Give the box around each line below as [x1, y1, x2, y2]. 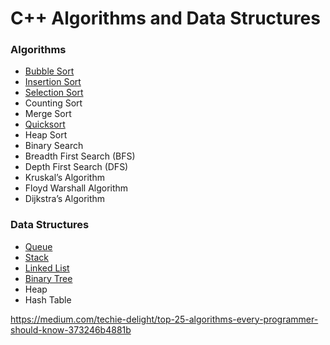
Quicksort [24, 118, 66, 131]
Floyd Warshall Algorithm [24, 182, 129, 194]
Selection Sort [24, 87, 84, 99]
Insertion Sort [24, 76, 82, 88]
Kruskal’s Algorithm [24, 172, 105, 184]
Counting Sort [24, 97, 83, 109]
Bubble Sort [24, 65, 75, 77]
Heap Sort [24, 129, 68, 141]
